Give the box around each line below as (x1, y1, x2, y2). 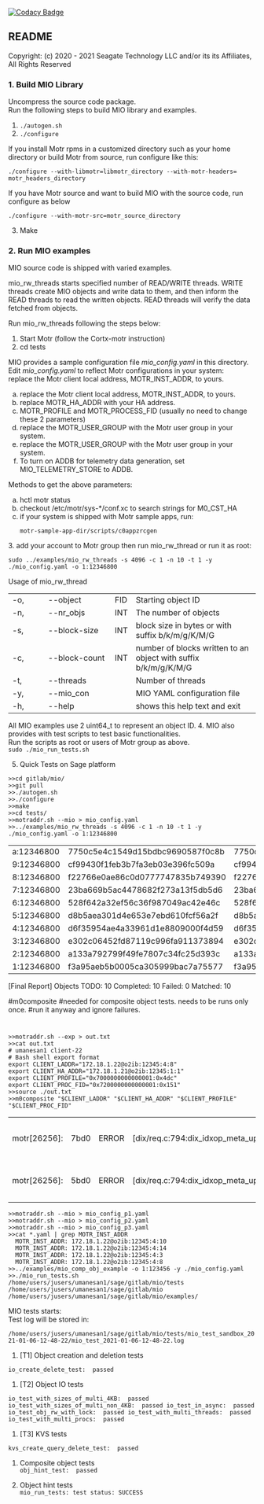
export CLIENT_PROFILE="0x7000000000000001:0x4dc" (8, 1074, 178, 1082)
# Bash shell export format (8, 1053, 101, 1061)
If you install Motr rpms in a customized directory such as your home (8, 144, 231, 153)
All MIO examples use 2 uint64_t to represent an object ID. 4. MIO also (8, 721, 235, 731)
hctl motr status (19, 496, 71, 505)
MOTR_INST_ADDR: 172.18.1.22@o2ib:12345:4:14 (15, 1244, 167, 1252)
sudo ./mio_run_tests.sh (8, 746, 90, 754)
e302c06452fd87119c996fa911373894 (68, 936, 224, 947)
